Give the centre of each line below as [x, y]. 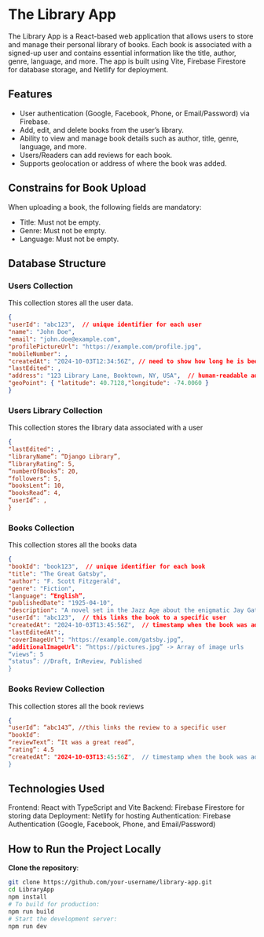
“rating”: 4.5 [31, 750]
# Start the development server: [63, 919]
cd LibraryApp [31, 890]
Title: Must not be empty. [60, 222]
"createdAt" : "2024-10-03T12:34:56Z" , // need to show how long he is [126, 361]
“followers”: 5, [35, 478]
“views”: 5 [26, 654]
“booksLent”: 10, [37, 486]
